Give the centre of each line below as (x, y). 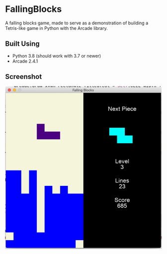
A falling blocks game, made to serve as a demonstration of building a (77, 23)
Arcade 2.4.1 (25, 61)
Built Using (22, 44)
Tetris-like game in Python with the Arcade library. (56, 28)
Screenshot (24, 77)
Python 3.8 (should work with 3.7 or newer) (57, 56)
